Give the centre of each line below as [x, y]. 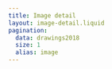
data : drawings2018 [48, 38]
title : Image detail [42, 15]
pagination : [28, 30]
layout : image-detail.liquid [56, 23]
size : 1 [28, 45]
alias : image [37, 52]
